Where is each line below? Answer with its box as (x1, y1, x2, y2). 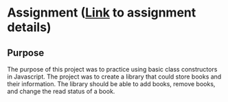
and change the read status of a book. (7, 88, 115, 95)
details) (7, 19, 52, 35)
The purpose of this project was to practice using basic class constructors (7, 65, 218, 73)
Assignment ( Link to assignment (7, 5, 196, 21)
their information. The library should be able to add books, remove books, (7, 80, 216, 88)
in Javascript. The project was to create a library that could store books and (7, 72, 222, 81)
